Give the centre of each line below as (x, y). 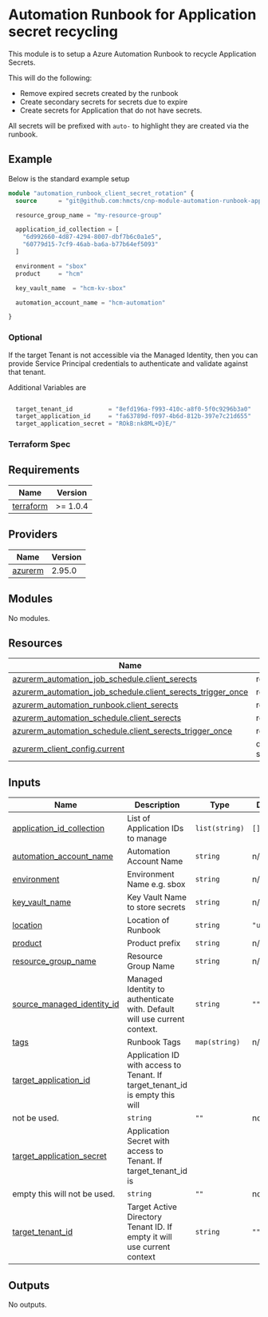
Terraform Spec (39, 444)
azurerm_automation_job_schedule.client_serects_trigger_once (130, 692)
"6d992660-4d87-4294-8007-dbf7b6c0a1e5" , (92, 237)
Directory (144, 1217)
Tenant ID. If (150, 1227)
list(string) (220, 828)
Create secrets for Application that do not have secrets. (111, 110)
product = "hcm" (49, 273)
